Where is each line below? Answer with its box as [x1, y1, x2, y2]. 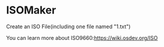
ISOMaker [6, 4, 56, 17]
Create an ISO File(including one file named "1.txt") [6, 23, 131, 30]
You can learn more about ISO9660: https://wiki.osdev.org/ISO [6, 34, 158, 41]
